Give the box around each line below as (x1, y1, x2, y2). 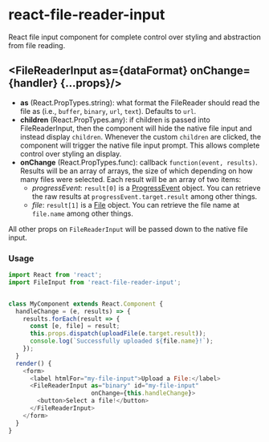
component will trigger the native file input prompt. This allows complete (19, 140, 260, 150)
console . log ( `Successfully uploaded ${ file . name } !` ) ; (29, 337, 214, 346)
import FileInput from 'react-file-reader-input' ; (8, 278, 181, 286)
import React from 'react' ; (8, 271, 103, 279)
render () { (15, 359, 52, 367)
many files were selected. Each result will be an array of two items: (19, 174, 242, 184)
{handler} (8, 76, 59, 90)
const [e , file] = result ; (29, 322, 120, 330)
